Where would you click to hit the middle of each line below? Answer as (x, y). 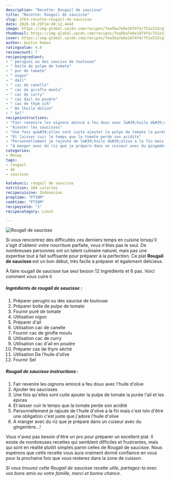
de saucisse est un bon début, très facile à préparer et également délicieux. (84, 261)
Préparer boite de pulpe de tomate (49, 306)
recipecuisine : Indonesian (34, 193)
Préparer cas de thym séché (42, 349)
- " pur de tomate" (26, 71)
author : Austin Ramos (29, 43)
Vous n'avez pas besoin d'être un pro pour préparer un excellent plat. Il (79, 437)
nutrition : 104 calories (32, 188)
